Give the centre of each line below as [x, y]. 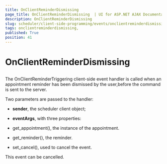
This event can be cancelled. [35, 157]
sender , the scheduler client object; [49, 109]
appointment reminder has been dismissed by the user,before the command [83, 84]
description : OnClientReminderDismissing [49, 19]
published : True [22, 33]
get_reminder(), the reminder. [42, 138]
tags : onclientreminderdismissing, [42, 28]
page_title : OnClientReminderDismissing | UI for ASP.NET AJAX [73, 14]
